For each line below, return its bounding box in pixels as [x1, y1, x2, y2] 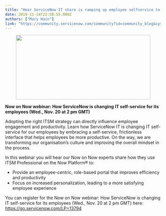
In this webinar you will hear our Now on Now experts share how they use [5, 154, 155, 160]
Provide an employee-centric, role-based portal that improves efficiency [12, 169, 160, 175]
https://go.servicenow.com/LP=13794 [5, 206, 82, 212]
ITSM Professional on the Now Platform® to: [5, 160, 95, 166]
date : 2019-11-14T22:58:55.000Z [5, 12, 72, 17]
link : [5, 21, 16, 26]
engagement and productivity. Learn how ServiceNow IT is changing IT [5, 124, 150, 130]
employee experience [12, 185, 57, 191]
